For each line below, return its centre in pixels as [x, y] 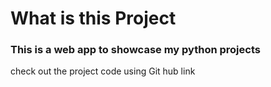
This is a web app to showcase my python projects [135, 50]
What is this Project [93, 18]
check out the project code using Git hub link [103, 71]
